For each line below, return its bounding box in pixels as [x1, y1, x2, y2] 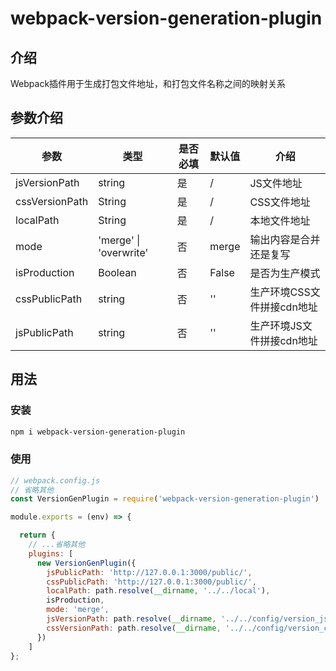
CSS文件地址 [249, 195, 311, 209]
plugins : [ [28, 548, 74, 559]
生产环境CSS [249, 285, 311, 299]
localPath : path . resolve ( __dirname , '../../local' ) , [46, 586, 271, 596]
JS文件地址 [249, 176, 303, 190]
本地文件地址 [249, 213, 311, 227]
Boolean [98, 265, 137, 279]
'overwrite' [98, 245, 149, 259]
